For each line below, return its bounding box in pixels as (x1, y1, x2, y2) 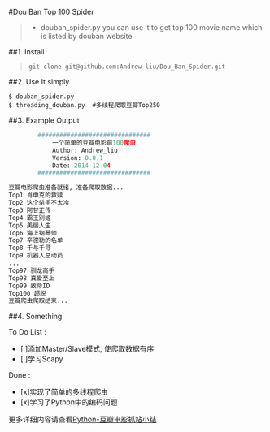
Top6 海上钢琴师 (8, 229, 58, 237)
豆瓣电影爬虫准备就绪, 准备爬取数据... (8, 184, 124, 192)
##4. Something (8, 312, 63, 322)
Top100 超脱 (8, 289, 46, 297)
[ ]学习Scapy (20, 354, 63, 364)
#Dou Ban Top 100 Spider (8, 7, 94, 16)
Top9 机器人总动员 (8, 252, 63, 260)
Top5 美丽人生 (8, 221, 51, 230)
